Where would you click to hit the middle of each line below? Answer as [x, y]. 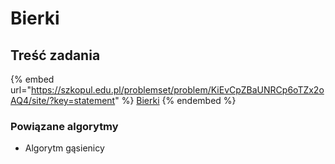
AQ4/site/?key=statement [63, 100]
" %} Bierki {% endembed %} [175, 100]
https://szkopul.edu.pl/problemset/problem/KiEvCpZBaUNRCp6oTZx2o [177, 90]
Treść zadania [55, 55]
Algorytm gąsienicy [64, 148]
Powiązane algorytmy [64, 126]
